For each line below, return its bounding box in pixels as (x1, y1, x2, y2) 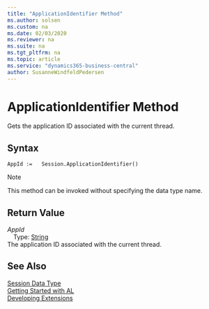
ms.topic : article (7, 56, 61, 63)
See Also (7, 260, 47, 273)
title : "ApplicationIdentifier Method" (7, 10, 123, 17)
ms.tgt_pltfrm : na (7, 50, 61, 57)
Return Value (7, 207, 65, 219)
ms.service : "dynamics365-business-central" (7, 62, 139, 69)
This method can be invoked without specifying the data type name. (7, 187, 203, 195)
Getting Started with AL (7, 286, 75, 294)
